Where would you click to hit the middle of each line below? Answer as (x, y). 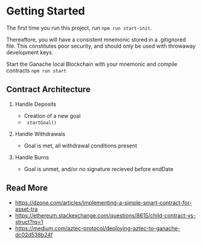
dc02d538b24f (34, 234)
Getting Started (46, 11)
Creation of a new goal (52, 115)
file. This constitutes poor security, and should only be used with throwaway (101, 46)
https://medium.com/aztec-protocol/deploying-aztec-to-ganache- (98, 228)
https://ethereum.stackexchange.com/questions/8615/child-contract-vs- (105, 215)
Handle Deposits (36, 104)
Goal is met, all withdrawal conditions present (80, 146)
